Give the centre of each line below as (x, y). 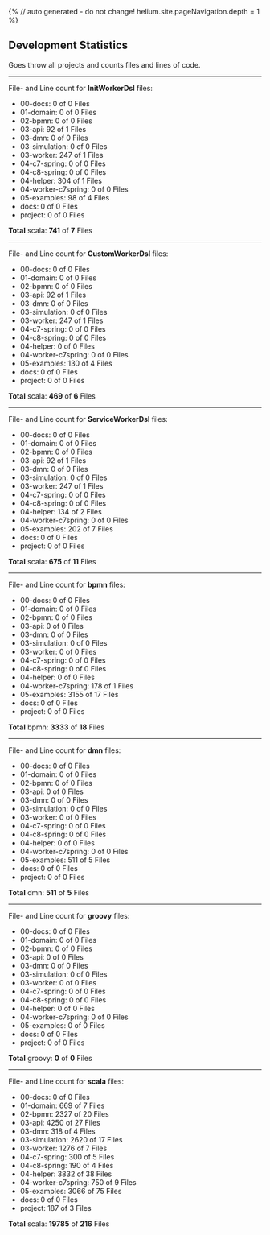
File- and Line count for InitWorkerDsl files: (80, 88)
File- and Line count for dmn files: (65, 750)
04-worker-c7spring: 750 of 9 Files (78, 1182)
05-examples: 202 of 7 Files (67, 529)
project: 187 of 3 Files (55, 1208)
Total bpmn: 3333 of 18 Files (56, 727)
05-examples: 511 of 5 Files (65, 860)
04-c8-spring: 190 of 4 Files (67, 1165)
